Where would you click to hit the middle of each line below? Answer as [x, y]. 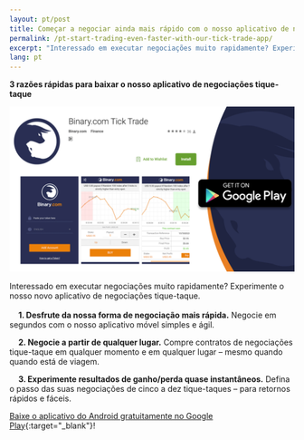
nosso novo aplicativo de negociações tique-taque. [105, 296]
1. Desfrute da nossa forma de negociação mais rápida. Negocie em [147, 315]
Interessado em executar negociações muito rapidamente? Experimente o [147, 286]
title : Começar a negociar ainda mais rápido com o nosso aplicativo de [149, 29]
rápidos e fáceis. [41, 398]
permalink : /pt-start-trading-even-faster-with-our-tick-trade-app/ [141, 38]
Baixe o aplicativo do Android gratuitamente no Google [111, 416]
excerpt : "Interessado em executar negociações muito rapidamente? [139, 48]
